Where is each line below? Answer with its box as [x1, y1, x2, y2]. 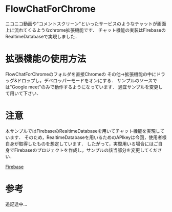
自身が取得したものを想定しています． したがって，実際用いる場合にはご [5, 140, 159, 147]
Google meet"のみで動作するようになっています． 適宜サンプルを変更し [12, 84, 163, 90]
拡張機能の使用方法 [5, 53, 87, 65]
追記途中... [5, 201, 28, 207]
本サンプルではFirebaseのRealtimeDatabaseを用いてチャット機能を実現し [5, 128, 160, 134]
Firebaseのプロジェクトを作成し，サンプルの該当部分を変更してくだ [14, 147, 158, 153]
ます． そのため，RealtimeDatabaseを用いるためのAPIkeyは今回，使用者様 [9, 134, 167, 140]
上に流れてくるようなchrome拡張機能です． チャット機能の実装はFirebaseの [5, 27, 166, 33]
